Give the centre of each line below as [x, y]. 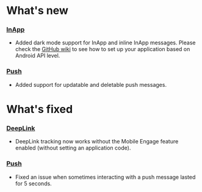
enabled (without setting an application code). [73, 148]
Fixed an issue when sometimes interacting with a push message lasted [105, 177]
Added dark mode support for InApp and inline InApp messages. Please [105, 43]
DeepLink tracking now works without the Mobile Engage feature [97, 142]
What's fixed [40, 109]
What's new [38, 11]
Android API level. [38, 56]
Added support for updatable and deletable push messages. [91, 84]
